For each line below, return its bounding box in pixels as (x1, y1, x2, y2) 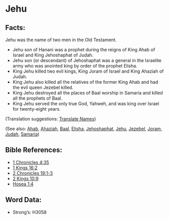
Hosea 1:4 (12, 181, 34, 187)
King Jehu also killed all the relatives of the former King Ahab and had (12, 79, 158, 85)
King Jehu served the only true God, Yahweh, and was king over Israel (12, 101, 159, 107)
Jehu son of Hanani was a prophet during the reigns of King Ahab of (12, 47, 155, 52)
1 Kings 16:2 (12, 165, 38, 171)
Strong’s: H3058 (12, 209, 47, 215)
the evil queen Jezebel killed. (12, 84, 73, 90)
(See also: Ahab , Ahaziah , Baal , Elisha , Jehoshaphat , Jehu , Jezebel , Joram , (5, 125, 162, 132)
